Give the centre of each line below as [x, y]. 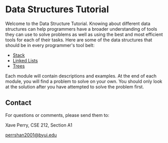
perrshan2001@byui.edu [31, 135]
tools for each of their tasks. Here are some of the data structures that [79, 40]
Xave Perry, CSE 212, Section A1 [39, 125]
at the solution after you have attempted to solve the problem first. [75, 87]
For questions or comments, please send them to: [57, 115]
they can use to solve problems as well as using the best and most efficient [84, 34]
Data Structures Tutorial [57, 9]
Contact [18, 103]
